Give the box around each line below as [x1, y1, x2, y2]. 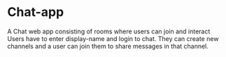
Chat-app [7, 4, 64, 20]
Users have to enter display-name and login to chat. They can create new [7, 34, 219, 42]
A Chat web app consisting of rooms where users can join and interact [7, 27, 211, 35]
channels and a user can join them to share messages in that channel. [7, 42, 209, 50]
